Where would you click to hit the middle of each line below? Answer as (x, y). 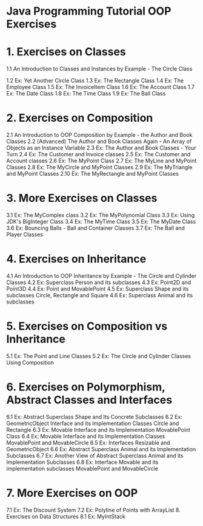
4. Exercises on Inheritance (76, 259)
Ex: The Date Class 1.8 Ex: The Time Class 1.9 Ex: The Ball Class (86, 94)
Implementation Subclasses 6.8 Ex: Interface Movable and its (82, 462)
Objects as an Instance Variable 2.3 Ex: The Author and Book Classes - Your (101, 148)
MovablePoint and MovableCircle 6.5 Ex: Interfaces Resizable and (88, 443)
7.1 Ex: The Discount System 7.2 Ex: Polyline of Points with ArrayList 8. (93, 510)
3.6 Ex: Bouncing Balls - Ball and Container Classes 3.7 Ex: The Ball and (95, 228)
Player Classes (25, 234)
